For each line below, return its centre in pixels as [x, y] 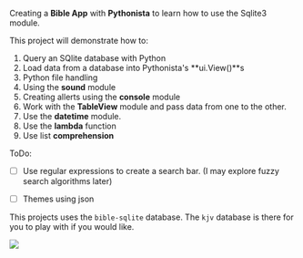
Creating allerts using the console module [101, 97]
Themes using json [58, 199]
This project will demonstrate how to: [79, 41]
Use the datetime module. [72, 116]
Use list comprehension [68, 135]
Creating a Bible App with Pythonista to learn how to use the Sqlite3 [138, 13]
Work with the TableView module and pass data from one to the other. [154, 107]
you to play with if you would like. [72, 227]
